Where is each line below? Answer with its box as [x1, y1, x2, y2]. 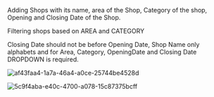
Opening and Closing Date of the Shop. [7, 13, 121, 22]
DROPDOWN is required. [7, 55, 79, 64]
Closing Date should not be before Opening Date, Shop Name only [7, 40, 200, 48]
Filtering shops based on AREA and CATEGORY [7, 27, 145, 35]
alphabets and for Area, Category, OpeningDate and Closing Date [7, 48, 197, 56]
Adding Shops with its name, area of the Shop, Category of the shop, [7, 6, 208, 14]
